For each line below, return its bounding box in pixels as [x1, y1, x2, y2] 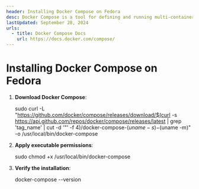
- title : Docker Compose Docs [11, 31, 86, 37]
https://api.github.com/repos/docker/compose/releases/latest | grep [14, 118, 182, 125]
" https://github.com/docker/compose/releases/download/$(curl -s [14, 111, 178, 118]
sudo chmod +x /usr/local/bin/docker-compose [14, 153, 131, 160]
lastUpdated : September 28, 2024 [6, 19, 89, 25]
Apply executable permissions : [14, 141, 94, 148]
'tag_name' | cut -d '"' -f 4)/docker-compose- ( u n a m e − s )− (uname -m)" [14, 123, 191, 131]
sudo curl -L [14, 105, 45, 112]
